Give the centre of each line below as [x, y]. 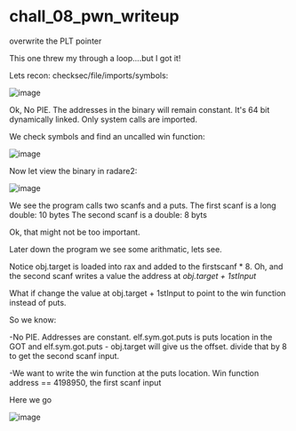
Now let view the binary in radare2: [73, 171]
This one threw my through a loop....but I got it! [95, 58]
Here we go [30, 399]
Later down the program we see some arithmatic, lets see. [116, 249]
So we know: [33, 319]
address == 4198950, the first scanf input [85, 382]
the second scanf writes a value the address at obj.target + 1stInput [133, 275]
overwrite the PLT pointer [56, 41]
